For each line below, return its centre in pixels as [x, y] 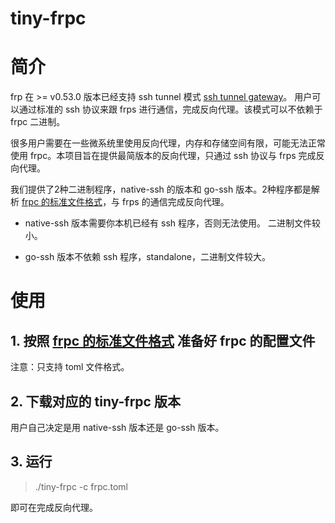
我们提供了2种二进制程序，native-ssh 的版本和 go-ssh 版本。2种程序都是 [161, 189]
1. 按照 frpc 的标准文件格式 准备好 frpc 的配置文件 [163, 340]
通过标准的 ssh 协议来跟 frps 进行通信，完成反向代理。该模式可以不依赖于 [170, 109]
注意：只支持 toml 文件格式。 [70, 367]
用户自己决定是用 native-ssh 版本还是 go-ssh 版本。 [117, 427]
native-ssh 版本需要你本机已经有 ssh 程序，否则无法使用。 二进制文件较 [172, 223]
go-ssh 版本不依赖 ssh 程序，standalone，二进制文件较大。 [147, 257]
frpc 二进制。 [38, 122]
